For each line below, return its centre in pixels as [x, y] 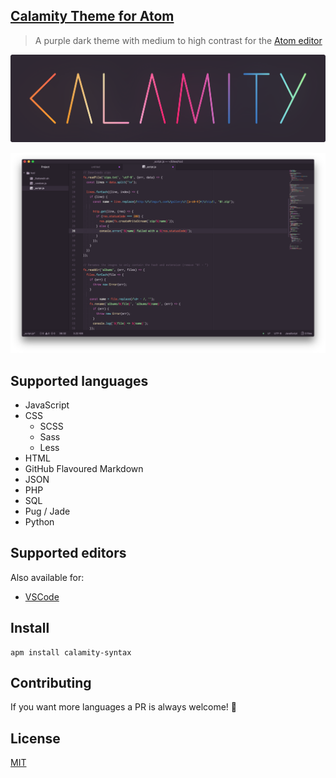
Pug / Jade [47, 511]
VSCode [42, 596]
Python [39, 521]
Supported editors [68, 553]
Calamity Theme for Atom [92, 16]
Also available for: [47, 577]
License [35, 738]
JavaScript [47, 405]
